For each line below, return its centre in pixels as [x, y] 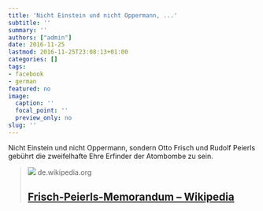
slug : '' [22, 125]
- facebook [26, 74]
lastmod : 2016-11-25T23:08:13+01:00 [68, 52]
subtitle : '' [30, 23]
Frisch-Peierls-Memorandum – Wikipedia [131, 197]
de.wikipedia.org [65, 172]
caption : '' [35, 103]
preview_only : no [44, 118]
